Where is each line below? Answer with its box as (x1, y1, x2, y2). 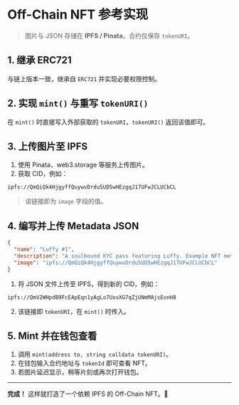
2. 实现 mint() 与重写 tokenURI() (7, 98, 149, 110)
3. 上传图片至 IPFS (7, 140, 88, 152)
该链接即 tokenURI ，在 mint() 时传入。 (17, 307, 130, 315)
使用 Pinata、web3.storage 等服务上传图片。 (17, 161, 149, 169)
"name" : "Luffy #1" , (14, 246, 75, 253)
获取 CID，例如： (17, 169, 68, 178)
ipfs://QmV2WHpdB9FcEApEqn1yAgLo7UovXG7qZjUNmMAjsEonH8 (7, 293, 176, 301)
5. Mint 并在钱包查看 (7, 330, 97, 342)
